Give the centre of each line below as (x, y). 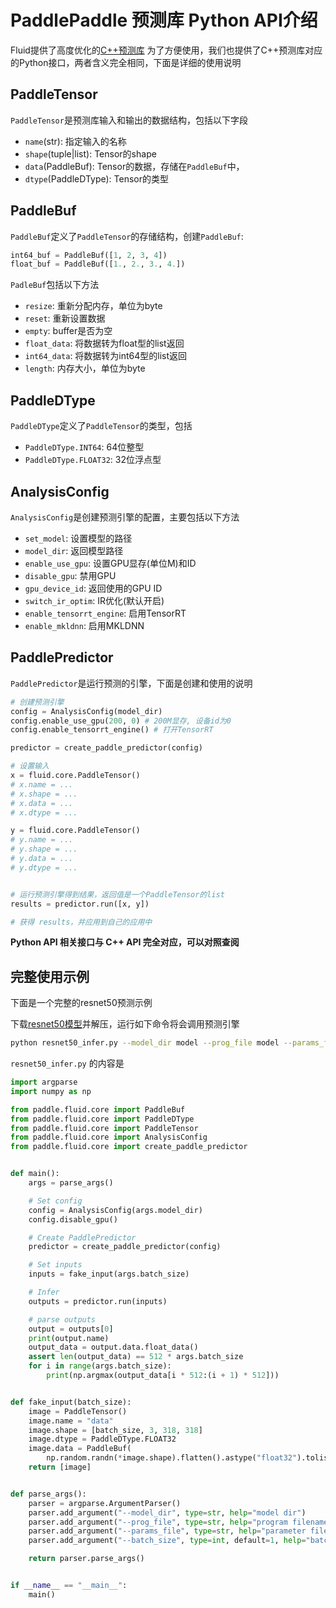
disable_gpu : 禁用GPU (70, 575)
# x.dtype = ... (44, 812)
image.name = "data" (71, 1421)
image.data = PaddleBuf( (80, 1449)
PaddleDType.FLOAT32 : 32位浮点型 (93, 460)
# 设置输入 (30, 766)
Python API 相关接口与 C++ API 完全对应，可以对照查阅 (125, 942)
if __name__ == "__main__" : (69, 1586)
